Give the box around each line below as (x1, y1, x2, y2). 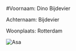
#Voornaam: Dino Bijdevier (6, 5, 71, 12)
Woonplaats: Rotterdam (6, 27, 63, 34)
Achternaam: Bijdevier (6, 16, 60, 23)
